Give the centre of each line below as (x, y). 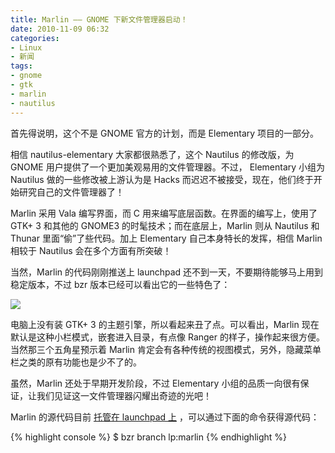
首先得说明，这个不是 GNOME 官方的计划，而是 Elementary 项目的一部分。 (165, 133)
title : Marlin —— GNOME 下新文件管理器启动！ (99, 19)
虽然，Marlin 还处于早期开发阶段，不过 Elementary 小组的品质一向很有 (155, 383)
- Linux (26, 47)
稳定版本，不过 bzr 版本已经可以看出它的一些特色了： (120, 284)
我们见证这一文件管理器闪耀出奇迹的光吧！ (124, 395)
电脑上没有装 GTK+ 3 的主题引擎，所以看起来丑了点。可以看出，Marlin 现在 (165, 324)
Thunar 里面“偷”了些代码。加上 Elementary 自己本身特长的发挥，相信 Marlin (166, 238)
